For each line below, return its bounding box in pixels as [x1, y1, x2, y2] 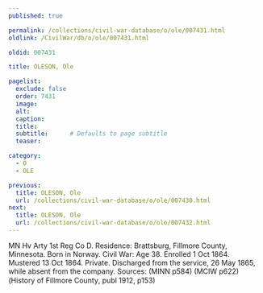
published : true [8, 11, 63, 20]
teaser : [15, 138, 42, 146]
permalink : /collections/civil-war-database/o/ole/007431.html [8, 26, 226, 35]
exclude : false [15, 85, 67, 93]
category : [8, 152, 42, 160]
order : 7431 [15, 93, 56, 101]
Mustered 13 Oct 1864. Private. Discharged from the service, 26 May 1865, [8, 258, 256, 267]
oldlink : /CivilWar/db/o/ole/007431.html [8, 34, 150, 42]
